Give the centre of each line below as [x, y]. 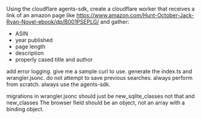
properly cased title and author [54, 60]
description [29, 53]
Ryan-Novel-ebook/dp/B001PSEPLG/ [53, 22]
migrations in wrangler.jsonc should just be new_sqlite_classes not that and [100, 96]
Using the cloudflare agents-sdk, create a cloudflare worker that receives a [100, 9]
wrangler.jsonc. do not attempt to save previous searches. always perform [100, 78]
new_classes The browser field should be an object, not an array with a [96, 103]
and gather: [115, 22]
